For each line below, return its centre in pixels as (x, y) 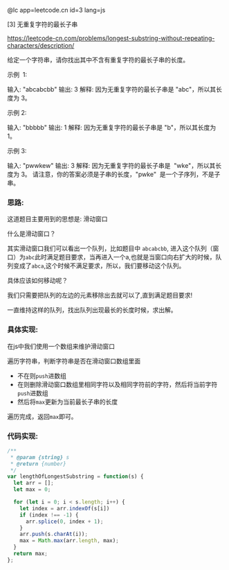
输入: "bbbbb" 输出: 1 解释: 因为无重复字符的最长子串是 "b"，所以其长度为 (112, 127)
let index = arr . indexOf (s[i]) (65, 508)
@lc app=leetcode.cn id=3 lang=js (56, 10)
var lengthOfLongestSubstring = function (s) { (75, 477)
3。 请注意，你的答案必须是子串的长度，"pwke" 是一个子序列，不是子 (120, 174)
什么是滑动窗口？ (31, 234)
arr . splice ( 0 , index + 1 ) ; (64, 521)
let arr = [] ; (34, 483)
